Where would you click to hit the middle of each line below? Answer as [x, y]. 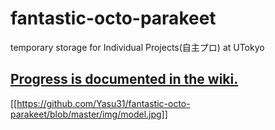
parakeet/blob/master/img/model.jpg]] [89, 114]
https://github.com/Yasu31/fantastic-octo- [103, 103]
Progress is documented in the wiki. [124, 79]
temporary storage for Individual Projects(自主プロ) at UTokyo [137, 47]
